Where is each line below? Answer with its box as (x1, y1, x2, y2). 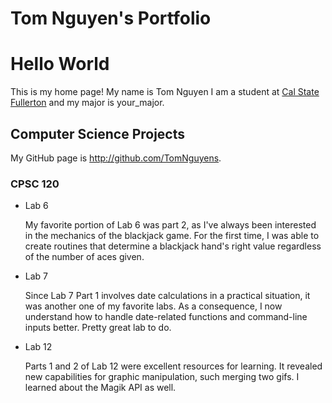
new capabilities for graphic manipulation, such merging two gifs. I (24, 371, 300, 383)
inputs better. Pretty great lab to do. (24, 322, 172, 334)
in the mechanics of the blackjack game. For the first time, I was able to (24, 230, 320, 242)
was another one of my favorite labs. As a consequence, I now (24, 300, 283, 312)
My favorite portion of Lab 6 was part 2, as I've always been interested (24, 219, 317, 231)
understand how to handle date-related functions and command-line (24, 311, 308, 323)
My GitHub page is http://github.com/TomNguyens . (10, 152, 222, 164)
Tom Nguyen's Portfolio (10, 7, 212, 30)
